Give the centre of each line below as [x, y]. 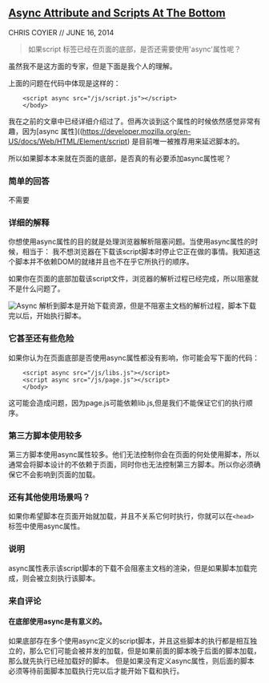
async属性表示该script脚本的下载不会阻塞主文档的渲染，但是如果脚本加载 [129, 568]
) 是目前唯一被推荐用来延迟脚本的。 [185, 141]
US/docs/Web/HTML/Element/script [68, 141]
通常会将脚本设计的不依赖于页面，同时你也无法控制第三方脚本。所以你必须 [131, 465]
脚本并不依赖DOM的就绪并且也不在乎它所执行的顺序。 [104, 262]
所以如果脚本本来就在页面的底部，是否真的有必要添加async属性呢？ [120, 158]
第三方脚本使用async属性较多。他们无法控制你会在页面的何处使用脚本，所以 [134, 455]
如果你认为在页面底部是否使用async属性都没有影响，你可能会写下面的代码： [134, 358]
